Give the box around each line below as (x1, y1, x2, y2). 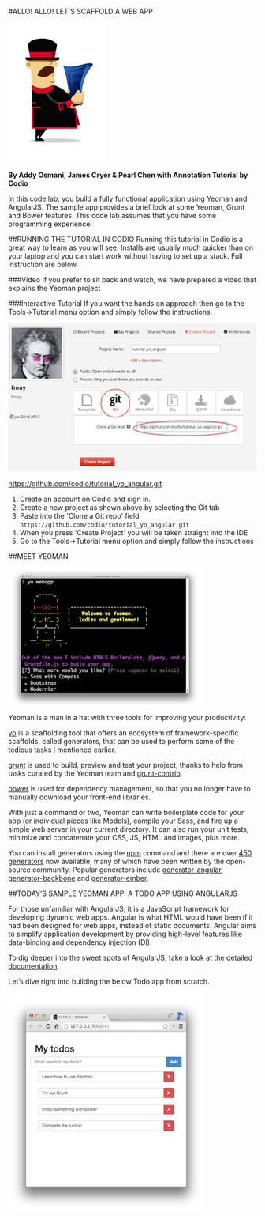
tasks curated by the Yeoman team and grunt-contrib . (8, 768, 183, 778)
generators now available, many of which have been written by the (8, 856, 225, 866)
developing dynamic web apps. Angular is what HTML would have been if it (8, 912, 254, 922)
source (8, 865, 32, 874)
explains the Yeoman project (8, 284, 101, 293)
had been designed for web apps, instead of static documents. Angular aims (8, 920, 256, 930)
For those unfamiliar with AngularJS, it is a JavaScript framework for (8, 904, 230, 913)
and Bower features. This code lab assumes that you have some (8, 211, 217, 220)
